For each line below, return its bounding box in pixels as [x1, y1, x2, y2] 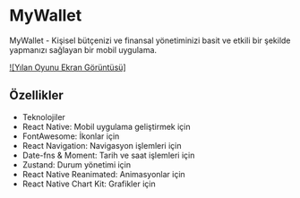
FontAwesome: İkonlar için [21, 131, 120, 142]
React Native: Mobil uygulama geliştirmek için [21, 121, 191, 132]
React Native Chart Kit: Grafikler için [21, 178, 156, 189]
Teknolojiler [21, 111, 65, 122]
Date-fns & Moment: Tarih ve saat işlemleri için [21, 150, 195, 160]
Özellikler [9, 88, 64, 103]
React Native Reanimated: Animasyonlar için [21, 168, 185, 179]
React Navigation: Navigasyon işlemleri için [21, 140, 182, 151]
